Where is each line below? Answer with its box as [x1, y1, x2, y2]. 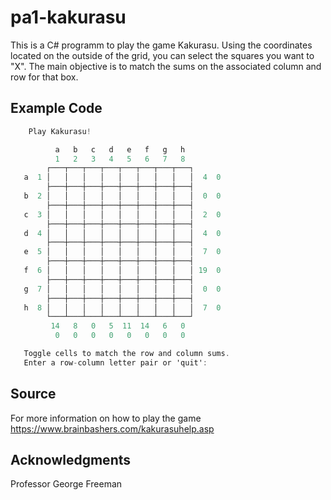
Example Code [10, 100, 103, 117]
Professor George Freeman [10, 478, 123, 490]
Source [10, 386, 57, 403]
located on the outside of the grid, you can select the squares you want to [10, 49, 315, 61]
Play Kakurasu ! [28, 126, 92, 136]
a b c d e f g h [54, 144, 186, 155]
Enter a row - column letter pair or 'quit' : [23, 357, 208, 368]
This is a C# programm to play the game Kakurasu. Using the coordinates [10, 39, 313, 51]
